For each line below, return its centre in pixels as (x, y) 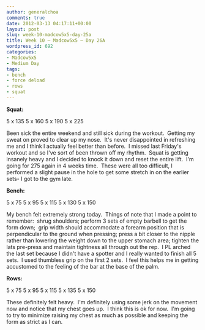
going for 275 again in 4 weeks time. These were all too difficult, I (90, 166)
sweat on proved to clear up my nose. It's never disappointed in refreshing (101, 139)
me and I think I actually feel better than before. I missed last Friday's (94, 146)
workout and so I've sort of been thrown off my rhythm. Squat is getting (97, 152)
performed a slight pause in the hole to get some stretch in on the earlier (98, 172)
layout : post (23, 29)
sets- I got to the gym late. (40, 178)
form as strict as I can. (35, 321)
